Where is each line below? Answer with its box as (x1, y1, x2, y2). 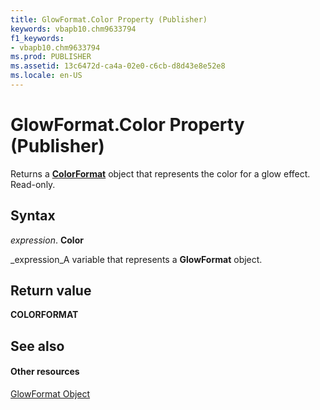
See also (10, 337, 65, 355)
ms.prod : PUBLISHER (10, 52, 92, 62)
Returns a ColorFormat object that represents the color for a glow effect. (10, 167, 311, 180)
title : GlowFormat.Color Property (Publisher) (10, 14, 208, 25)
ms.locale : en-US (10, 71, 83, 81)
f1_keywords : (10, 33, 65, 43)
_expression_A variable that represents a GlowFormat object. (10, 253, 263, 265)
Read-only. (10, 178, 56, 190)
